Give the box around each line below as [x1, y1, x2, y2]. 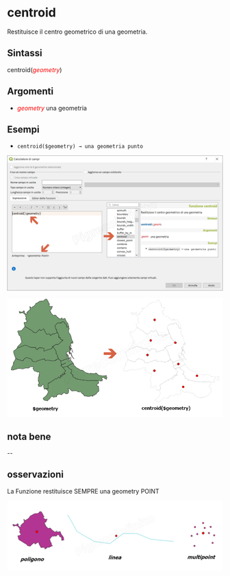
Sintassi [7, 47, 42, 59]
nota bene [7, 430, 51, 442]
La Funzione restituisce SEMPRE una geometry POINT [7, 487, 159, 495]
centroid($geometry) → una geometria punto [16, 143, 144, 150]
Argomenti [7, 86, 53, 97]
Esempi [7, 124, 40, 135]
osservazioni [7, 469, 64, 481]
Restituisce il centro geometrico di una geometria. [7, 27, 148, 36]
